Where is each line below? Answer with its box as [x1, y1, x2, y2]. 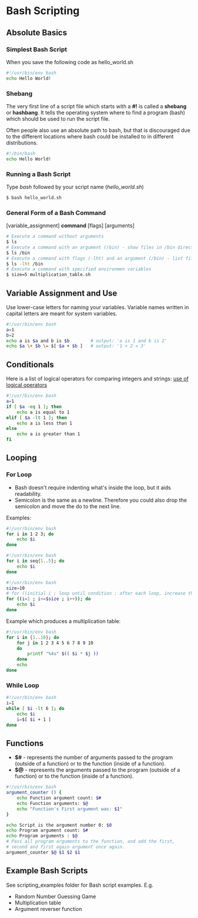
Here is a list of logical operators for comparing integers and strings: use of [6, 375, 189, 382]
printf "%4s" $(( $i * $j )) [27, 651, 99, 657]
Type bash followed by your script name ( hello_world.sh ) [6, 183, 144, 190]
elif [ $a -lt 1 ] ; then [6, 415, 67, 420]
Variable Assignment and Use [6, 288, 118, 298]
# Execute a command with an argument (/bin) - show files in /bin [6, 244, 176, 250]
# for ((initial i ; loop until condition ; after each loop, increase [6, 591, 186, 596]
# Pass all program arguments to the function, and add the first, [6, 839, 176, 844]
